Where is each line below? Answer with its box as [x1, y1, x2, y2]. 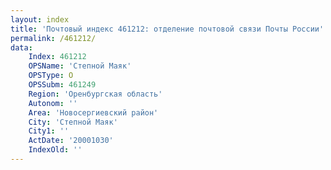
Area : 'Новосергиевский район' [28, 107, 159, 118]
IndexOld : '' [28, 145, 83, 155]
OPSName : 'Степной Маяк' [28, 61, 132, 71]
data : [10, 42, 33, 53]
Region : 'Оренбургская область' [28, 89, 163, 99]
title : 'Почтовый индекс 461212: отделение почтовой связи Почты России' [10, 24, 325, 34]
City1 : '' [28, 126, 70, 136]
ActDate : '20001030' [28, 136, 114, 146]
